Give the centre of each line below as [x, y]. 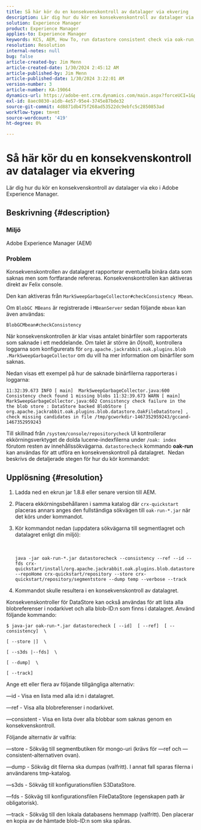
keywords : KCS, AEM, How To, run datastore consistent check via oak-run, [101, 40]
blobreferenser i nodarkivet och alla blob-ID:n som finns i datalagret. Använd [100, 608]
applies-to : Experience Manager [46, 34]
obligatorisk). [22, 802]
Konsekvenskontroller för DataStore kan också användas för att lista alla [95, 602]
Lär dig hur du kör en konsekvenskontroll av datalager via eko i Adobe [92, 188]
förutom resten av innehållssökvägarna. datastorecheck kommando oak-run [100, 446]
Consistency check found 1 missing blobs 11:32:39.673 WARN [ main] [93, 396]
